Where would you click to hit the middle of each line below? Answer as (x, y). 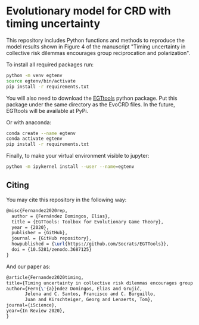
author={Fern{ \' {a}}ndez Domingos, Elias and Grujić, (74, 289)
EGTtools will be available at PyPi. (47, 111)
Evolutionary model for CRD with (88, 11)
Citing (18, 186)
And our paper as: (28, 266)
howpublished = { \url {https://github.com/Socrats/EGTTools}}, (90, 244)
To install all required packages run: (50, 65)
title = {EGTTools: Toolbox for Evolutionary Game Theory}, (88, 222)
